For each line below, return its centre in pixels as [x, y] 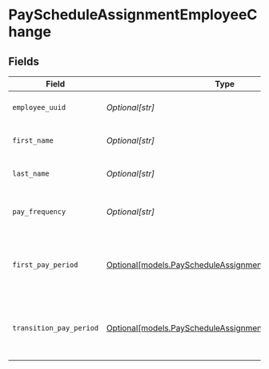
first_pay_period [45, 265]
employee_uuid [39, 107]
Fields [24, 61]
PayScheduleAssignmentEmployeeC [133, 15]
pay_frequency [39, 211]
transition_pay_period [55, 328]
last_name [31, 174]
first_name [33, 141]
